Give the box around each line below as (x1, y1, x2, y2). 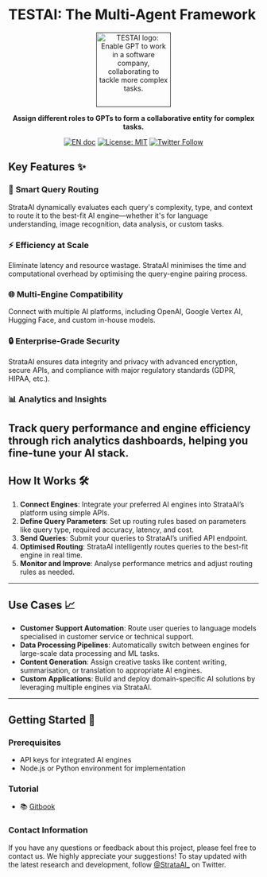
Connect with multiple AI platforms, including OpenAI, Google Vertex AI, (8, 307, 243, 316)
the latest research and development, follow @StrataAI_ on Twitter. (8, 860, 226, 869)
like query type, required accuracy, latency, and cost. (19, 525, 195, 534)
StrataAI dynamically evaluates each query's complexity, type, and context (8, 202, 253, 211)
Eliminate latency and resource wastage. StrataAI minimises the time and (8, 260, 246, 270)
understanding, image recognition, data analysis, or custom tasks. (8, 219, 224, 228)
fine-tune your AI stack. (8, 446, 130, 460)
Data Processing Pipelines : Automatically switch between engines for (19, 640, 250, 650)
